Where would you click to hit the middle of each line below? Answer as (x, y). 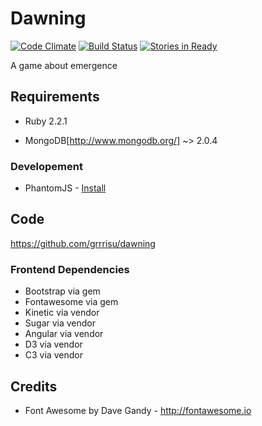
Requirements (55, 97)
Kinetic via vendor (62, 313)
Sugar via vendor (60, 323)
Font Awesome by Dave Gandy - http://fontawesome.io (138, 410)
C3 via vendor (53, 355)
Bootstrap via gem (62, 291)
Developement (46, 166)
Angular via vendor (64, 334)
